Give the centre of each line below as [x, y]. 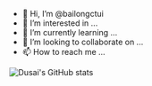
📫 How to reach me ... [63, 52]
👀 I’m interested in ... [60, 23]
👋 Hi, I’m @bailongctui [63, 14]
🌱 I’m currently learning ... [70, 32]
